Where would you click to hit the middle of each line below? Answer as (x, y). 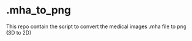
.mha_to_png (39, 10)
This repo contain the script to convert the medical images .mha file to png (96, 26)
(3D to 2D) (19, 32)
